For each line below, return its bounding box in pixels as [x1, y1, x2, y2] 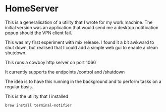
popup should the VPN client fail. [5, 30, 72, 36]
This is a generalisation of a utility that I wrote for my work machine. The [5, 19, 153, 25]
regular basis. [5, 83, 33, 89]
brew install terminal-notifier [5, 103, 72, 108]
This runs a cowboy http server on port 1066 [5, 59, 96, 65]
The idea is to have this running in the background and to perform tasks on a [5, 78, 162, 84]
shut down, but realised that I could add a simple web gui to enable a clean [5, 44, 158, 50]
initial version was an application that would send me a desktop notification [5, 24, 159, 30]
